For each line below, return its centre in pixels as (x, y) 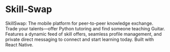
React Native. (19, 44)
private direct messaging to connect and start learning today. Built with (80, 39)
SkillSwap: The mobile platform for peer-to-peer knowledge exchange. (79, 23)
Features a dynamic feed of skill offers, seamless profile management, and (83, 34)
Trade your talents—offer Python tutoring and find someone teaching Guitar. (85, 28)
